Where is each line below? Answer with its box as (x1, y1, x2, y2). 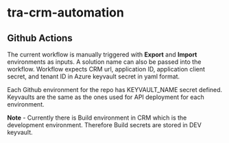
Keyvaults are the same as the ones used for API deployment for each (7, 93, 204, 101)
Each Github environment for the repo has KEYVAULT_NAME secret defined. (7, 86, 223, 93)
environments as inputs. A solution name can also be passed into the (7, 58, 202, 66)
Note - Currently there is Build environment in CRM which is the (7, 113, 187, 122)
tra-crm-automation (7, 5, 125, 21)
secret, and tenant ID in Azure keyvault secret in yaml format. (7, 72, 180, 80)
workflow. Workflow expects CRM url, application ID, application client (7, 65, 206, 73)
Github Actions (7, 32, 73, 44)
